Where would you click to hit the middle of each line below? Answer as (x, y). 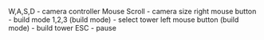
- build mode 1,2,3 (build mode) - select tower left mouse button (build (124, 20)
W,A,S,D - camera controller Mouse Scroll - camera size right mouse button (132, 11)
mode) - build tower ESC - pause (63, 28)
